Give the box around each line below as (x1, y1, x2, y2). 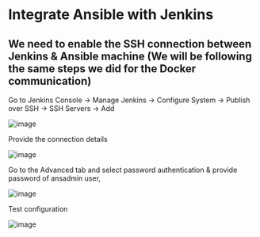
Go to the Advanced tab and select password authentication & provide (8, 165, 238, 174)
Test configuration (8, 205, 68, 213)
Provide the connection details (8, 135, 109, 143)
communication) (8, 74, 92, 88)
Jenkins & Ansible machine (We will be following (8, 49, 252, 63)
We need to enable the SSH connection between (8, 37, 252, 51)
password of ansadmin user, (8, 174, 101, 183)
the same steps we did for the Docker (8, 62, 197, 75)
